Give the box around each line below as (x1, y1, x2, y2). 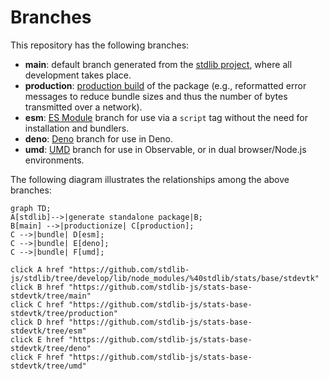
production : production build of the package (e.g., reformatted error (24, 79, 307, 91)
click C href (10, 299, 65, 310)
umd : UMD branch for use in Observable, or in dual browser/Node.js (24, 143, 307, 155)
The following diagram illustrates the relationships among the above (10, 173, 290, 185)
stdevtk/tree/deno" (10, 343, 92, 353)
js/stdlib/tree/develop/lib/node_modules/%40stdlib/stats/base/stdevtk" (10, 273, 320, 283)
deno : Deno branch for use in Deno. (24, 132, 174, 145)
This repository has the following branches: (10, 39, 190, 51)
